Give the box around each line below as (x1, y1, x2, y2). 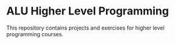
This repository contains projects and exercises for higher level (6, 24, 165, 31)
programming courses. (6, 30, 64, 37)
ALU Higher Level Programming (6, 4, 170, 18)
